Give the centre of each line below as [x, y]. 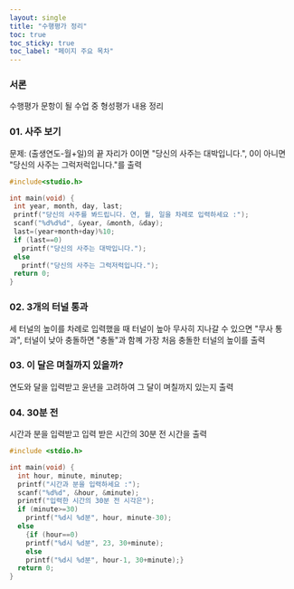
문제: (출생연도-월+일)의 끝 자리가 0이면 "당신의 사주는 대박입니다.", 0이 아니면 [148, 153]
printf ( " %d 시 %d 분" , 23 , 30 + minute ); [95, 543]
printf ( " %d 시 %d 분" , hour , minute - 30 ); [99, 518]
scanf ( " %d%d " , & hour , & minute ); [79, 493]
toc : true [28, 34]
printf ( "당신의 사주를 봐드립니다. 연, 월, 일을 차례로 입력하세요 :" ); [131, 215]
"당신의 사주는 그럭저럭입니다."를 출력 [76, 165]
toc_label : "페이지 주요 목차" [62, 52]
